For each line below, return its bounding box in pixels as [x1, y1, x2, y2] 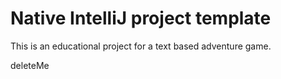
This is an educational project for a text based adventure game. [10, 40, 272, 52]
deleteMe [10, 59, 50, 71]
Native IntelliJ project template [10, 7, 272, 30]
